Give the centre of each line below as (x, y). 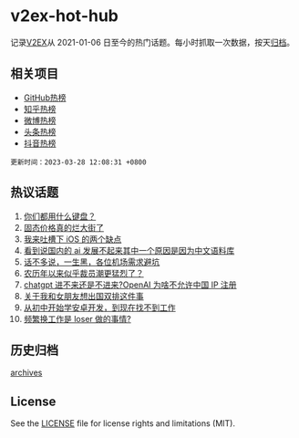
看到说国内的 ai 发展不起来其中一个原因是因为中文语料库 (129, 250)
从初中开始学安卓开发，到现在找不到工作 (99, 308)
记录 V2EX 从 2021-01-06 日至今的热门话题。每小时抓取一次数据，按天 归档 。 (153, 42)
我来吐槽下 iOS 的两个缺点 (72, 239)
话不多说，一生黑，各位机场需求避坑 (92, 262)
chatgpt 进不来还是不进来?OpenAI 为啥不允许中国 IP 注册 (130, 285)
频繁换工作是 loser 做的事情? (77, 318)
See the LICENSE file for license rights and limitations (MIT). (123, 423)
